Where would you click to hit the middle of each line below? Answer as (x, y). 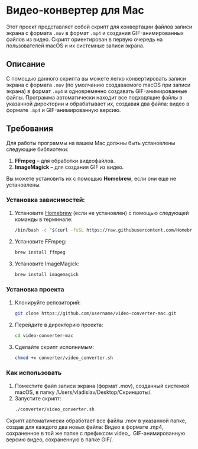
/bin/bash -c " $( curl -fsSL (49, 230)
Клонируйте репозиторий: (48, 302)
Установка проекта (35, 290)
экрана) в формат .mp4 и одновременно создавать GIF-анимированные (97, 91)
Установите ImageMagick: (47, 264)
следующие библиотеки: (38, 149)
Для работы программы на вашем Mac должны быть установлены (91, 143)
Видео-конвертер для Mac (75, 10)
